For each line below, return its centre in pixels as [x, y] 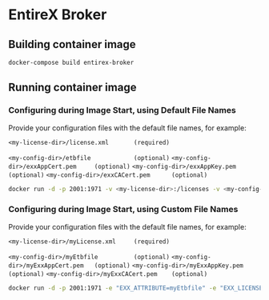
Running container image [72, 88]
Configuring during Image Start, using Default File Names [122, 110]
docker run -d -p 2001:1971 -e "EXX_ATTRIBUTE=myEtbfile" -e [112, 288]
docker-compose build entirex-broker [71, 62]
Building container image [72, 44]
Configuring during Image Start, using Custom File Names [123, 210]
